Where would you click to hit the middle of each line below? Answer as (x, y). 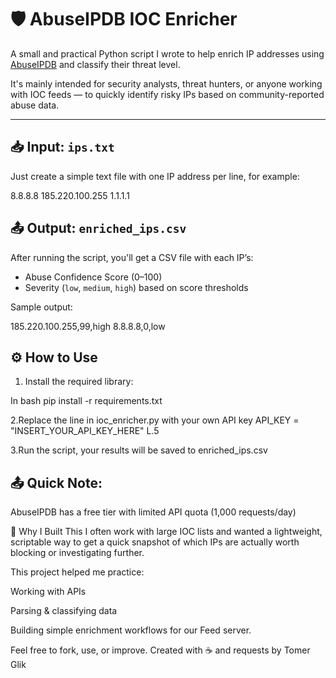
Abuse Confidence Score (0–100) (93, 277)
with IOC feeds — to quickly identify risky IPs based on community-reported (167, 94)
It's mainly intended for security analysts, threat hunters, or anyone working (166, 83)
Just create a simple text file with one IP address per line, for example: (155, 176)
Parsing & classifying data (64, 611)
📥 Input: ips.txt (62, 147)
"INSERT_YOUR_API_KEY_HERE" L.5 (85, 431)
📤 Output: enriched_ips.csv (98, 228)
